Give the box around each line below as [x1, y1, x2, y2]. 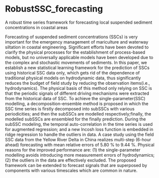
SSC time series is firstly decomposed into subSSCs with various [5, 105, 135, 112]
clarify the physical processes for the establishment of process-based [5, 49, 145, 55]
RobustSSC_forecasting [5, 3, 103, 15]
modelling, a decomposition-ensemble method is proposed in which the [5, 101, 149, 106]
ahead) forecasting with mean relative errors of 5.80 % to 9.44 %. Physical [5, 142, 155, 148]
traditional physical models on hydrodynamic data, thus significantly [5, 75, 141, 81]
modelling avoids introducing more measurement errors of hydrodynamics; [5, 152, 155, 158]
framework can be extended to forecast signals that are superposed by [5, 162, 147, 168]
